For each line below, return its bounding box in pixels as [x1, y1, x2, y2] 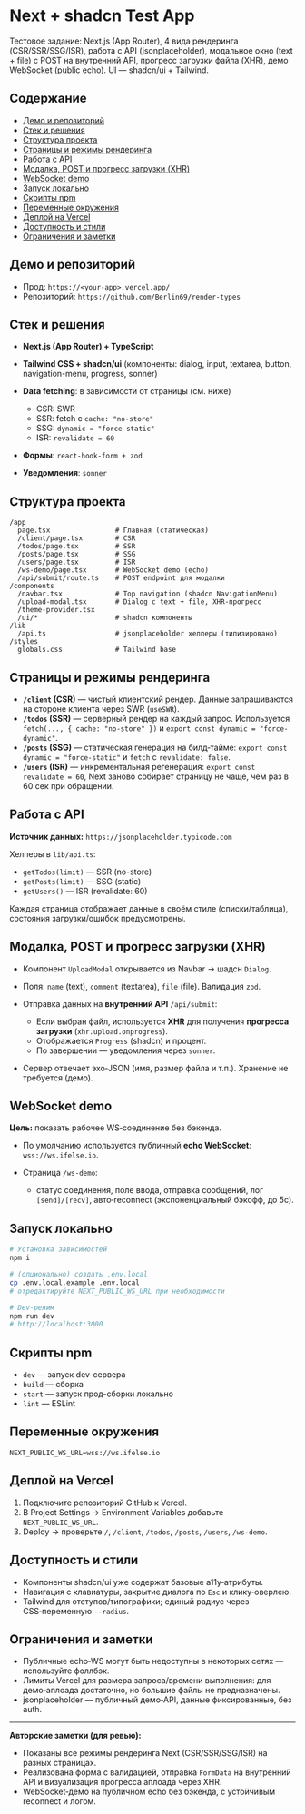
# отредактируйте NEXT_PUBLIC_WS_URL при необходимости [9, 1287, 225, 1296]
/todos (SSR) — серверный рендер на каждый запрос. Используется [22, 714, 290, 724]
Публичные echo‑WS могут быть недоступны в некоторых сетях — [22, 1656, 284, 1667]
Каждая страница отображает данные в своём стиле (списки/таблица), [9, 902, 289, 913]
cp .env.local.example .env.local [9, 1277, 141, 1287]
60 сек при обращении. [22, 781, 114, 791]
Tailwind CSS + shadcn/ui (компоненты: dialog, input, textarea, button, [22, 359, 292, 370]
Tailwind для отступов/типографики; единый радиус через [22, 1595, 250, 1607]
